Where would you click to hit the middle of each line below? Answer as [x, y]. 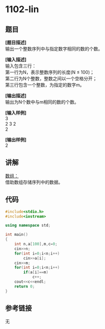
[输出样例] [16, 140]
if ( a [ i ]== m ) [36, 272]
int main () [17, 235]
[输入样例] [16, 113]
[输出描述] [16, 96]
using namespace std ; [28, 226]
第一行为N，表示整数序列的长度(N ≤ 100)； [50, 72]
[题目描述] [16, 42]
